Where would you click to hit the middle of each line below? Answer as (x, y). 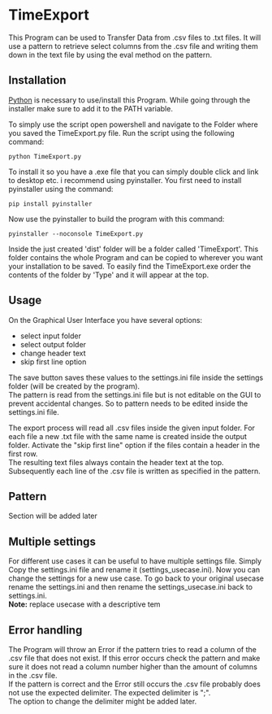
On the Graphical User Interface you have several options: (106, 320)
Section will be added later (53, 516)
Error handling (45, 630)
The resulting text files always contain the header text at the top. (116, 462)
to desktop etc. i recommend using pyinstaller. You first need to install (125, 180)
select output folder (53, 344)
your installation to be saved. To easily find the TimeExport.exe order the (130, 266)
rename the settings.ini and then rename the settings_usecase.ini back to (131, 587)
